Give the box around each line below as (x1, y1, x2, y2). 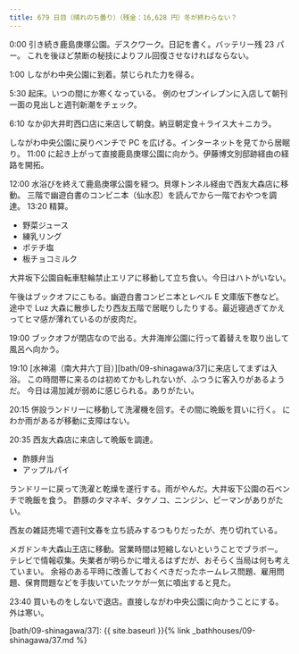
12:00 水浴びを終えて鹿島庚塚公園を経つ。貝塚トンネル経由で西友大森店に (9, 178, 281, 189)
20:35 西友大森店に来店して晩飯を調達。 (9, 434, 158, 445)
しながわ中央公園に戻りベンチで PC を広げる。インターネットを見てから (9, 137, 275, 147)
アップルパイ (21, 464, 70, 474)
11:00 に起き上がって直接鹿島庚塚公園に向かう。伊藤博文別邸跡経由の (26, 148, 282, 159)
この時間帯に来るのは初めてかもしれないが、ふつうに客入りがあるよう (26, 373, 286, 384)
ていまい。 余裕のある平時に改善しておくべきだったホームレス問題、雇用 (9, 566, 277, 576)
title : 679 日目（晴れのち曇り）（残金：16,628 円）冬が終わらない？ (9, 13, 238, 22)
